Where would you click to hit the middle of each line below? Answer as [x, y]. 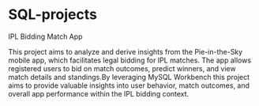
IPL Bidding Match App [45, 36]
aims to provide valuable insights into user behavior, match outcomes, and [129, 85]
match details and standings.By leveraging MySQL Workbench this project [129, 77]
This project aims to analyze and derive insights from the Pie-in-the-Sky [126, 51]
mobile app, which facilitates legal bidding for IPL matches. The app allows [129, 60]
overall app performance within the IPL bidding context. [99, 93]
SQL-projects [53, 15]
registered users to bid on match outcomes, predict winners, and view [122, 68]
